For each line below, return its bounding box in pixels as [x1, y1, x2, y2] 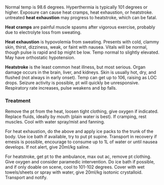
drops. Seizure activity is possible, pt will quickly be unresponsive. [5, 80, 139, 86]
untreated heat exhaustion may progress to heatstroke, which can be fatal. [5, 15, 157, 20]
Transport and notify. [5, 175, 48, 181]
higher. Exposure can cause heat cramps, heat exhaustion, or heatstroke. [5, 9, 153, 15]
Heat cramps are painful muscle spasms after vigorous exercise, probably [5, 24, 156, 30]
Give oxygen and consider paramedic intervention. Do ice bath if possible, [5, 159, 155, 165]
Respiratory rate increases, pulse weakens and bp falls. [5, 85, 117, 91]
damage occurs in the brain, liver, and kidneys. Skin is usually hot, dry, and [5, 69, 156, 75]
